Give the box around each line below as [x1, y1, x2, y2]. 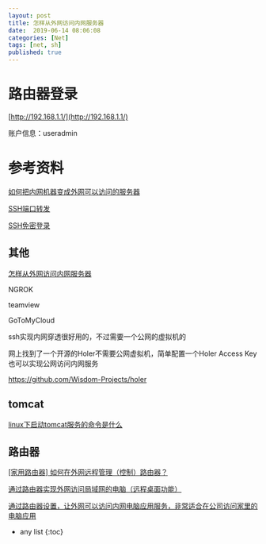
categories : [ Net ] [8, 33, 69, 42]
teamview [8, 299, 40, 310]
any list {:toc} [19, 527, 63, 537]
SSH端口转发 [8, 203, 51, 213]
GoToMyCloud [8, 315, 55, 325]
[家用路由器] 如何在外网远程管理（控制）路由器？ [8, 468, 169, 477]
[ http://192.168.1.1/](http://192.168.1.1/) [8, 112, 128, 122]
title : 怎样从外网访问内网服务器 [8, 19, 104, 27]
